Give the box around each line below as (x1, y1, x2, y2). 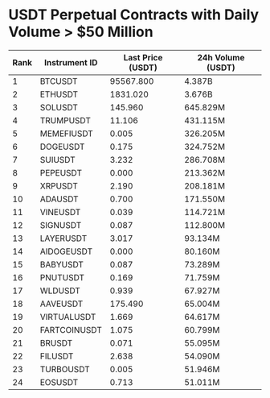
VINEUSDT (39, 206, 81, 218)
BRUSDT (39, 337, 73, 348)
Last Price (123, 52, 163, 63)
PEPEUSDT (39, 167, 83, 178)
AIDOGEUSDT (39, 246, 93, 257)
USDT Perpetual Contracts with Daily (8, 6, 260, 24)
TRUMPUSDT (39, 114, 91, 126)
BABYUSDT (39, 259, 84, 270)
